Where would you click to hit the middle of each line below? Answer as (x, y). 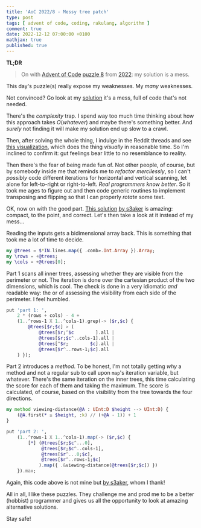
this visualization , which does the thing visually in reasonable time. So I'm (98, 147)
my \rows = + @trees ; (32, 256)
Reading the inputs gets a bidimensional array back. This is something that (99, 233)
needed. (17, 104)
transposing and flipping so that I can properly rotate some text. (86, 197)
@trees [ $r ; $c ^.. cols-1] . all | (76, 338)
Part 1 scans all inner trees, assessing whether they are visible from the (94, 273)
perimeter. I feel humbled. (38, 299)
